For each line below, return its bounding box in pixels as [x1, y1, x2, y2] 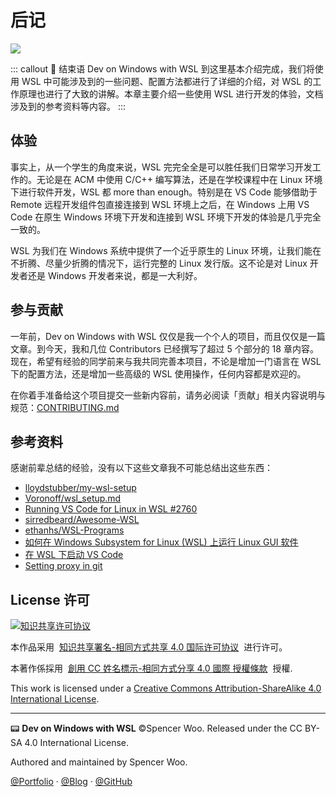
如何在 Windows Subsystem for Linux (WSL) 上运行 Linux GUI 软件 [24, 536, 299, 548]
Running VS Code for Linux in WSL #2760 [24, 503, 198, 515]
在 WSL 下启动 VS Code [24, 549, 124, 561]
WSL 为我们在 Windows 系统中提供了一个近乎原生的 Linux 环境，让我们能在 [10, 244, 322, 256]
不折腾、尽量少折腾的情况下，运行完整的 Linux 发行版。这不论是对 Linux [10, 257, 308, 269]
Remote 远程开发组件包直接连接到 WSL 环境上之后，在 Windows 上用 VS [10, 198, 310, 210]
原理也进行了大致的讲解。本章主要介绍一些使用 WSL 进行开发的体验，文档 [18, 87, 324, 100]
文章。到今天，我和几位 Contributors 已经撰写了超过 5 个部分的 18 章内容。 [10, 342, 319, 355]
